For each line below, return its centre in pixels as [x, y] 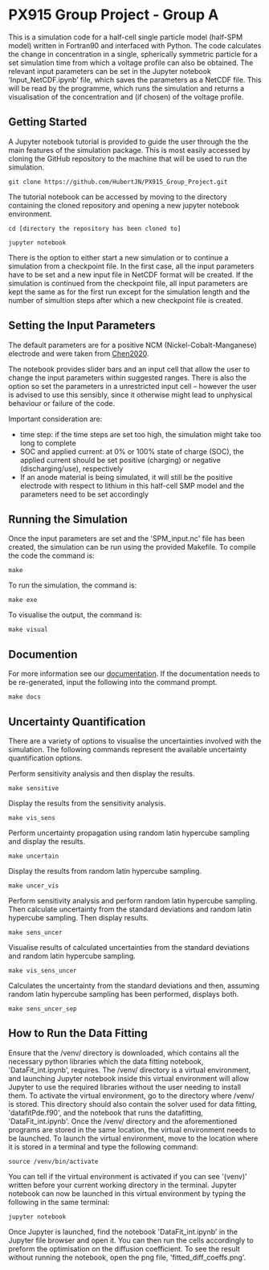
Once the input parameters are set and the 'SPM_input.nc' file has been [126, 539]
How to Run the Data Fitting [78, 1033]
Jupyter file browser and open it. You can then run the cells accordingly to [131, 1240]
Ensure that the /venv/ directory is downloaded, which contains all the [124, 1053]
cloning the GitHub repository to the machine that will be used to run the [128, 158]
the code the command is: [51, 555]
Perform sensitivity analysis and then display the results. [102, 774]
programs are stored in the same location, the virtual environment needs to [132, 1129]
